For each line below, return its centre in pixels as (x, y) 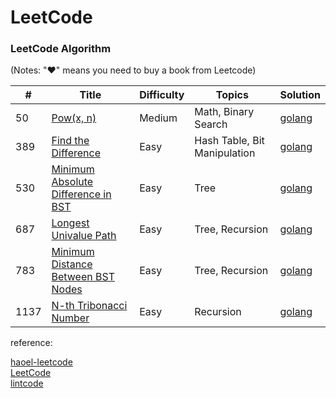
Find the (70, 141)
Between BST (83, 277)
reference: (31, 343)
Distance (72, 264)
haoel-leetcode (41, 362)
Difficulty (162, 95)
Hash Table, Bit (229, 141)
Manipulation (225, 153)
